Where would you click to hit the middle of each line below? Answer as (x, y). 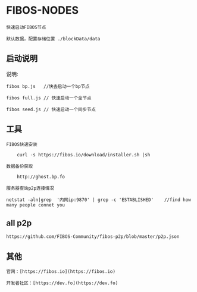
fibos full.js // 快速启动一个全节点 (49, 98)
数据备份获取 (20, 166)
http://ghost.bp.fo (41, 177)
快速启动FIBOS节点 (26, 27)
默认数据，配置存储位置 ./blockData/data (53, 39)
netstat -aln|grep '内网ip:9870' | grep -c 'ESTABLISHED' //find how (99, 200)
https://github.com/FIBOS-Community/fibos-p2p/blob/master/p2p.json (93, 237)
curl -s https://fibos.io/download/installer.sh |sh (84, 155)
